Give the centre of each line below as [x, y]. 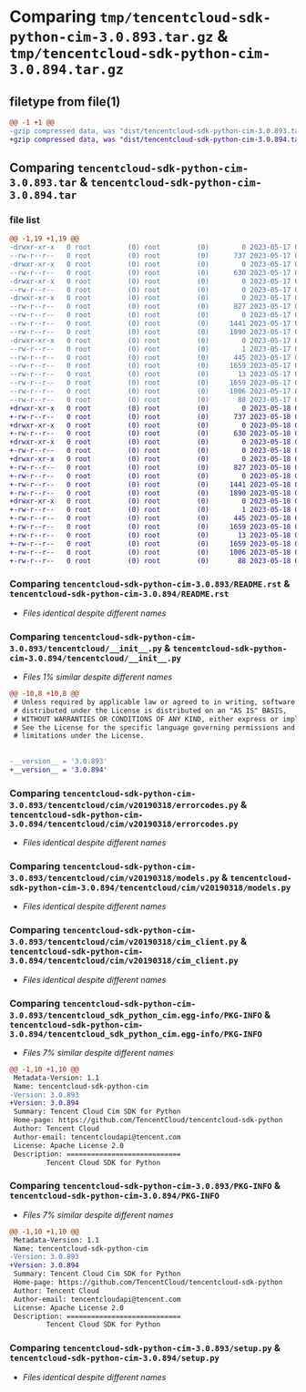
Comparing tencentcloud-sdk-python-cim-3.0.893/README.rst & [150, 584]
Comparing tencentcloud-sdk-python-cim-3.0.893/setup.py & [145, 1348]
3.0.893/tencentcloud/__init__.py [86, 648]
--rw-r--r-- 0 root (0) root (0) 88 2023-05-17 [150, 399]
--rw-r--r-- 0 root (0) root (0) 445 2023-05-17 [150, 357]
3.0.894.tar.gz [67, 70]
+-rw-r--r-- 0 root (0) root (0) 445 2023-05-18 [150, 518]
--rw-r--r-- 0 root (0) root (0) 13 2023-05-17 [150, 374]
